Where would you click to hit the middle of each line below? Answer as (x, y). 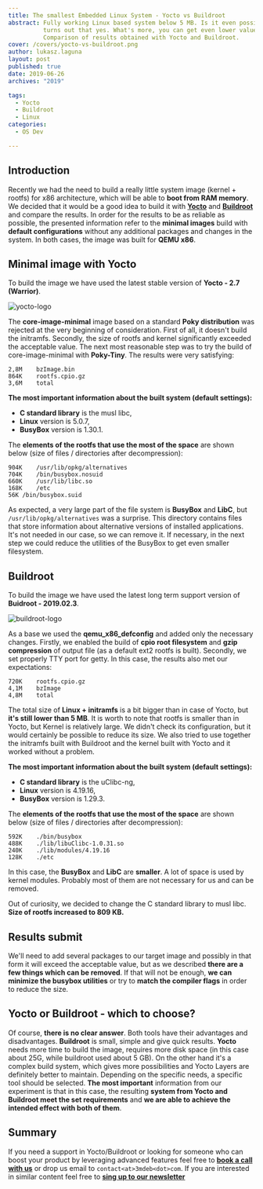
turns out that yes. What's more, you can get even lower (139, 30)
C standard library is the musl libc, (76, 413)
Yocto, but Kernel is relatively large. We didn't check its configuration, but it (130, 726)
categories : (27, 125)
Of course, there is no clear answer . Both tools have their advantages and (128, 1033)
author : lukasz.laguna (45, 52)
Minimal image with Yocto (72, 264)
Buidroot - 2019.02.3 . (44, 604)
